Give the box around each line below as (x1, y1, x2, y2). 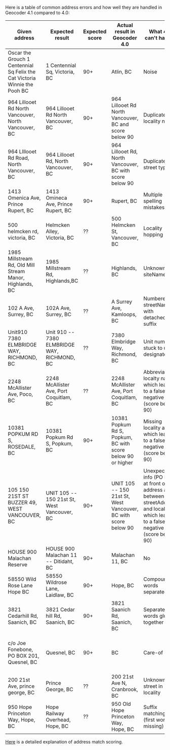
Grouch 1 (8, 56, 30, 62)
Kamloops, (111, 311, 137, 318)
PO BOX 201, (8, 652, 39, 659)
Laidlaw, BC (46, 591, 74, 598)
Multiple (143, 191, 163, 198)
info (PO (143, 474, 163, 480)
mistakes (143, 204, 165, 211)
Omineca (46, 195, 67, 201)
